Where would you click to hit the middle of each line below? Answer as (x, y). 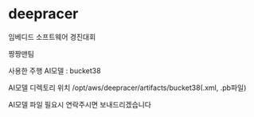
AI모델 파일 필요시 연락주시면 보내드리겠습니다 (80, 104)
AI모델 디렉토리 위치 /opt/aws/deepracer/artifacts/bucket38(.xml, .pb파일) (127, 88)
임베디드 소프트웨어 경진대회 (52, 37)
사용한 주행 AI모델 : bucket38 (55, 70)
